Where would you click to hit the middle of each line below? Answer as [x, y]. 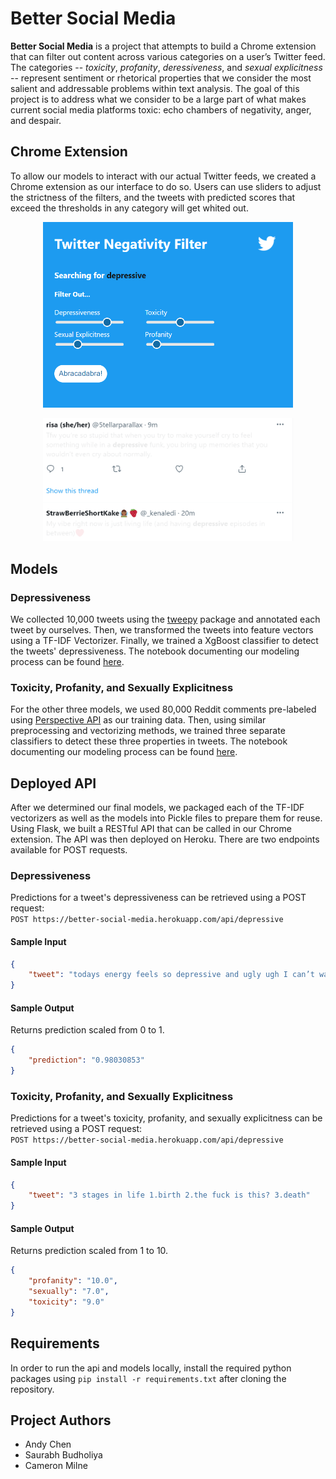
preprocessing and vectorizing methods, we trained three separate [148, 731]
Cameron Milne [56, 1466]
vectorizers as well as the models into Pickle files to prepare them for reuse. [166, 818]
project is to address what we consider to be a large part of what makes [158, 99]
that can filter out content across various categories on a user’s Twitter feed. [168, 56]
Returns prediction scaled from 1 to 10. [89, 1251]
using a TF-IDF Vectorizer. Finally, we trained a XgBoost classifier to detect [164, 640]
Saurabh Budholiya [63, 1455]
